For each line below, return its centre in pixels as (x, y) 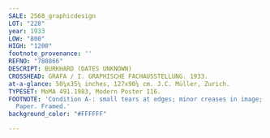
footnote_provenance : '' (50, 54)
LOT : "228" (27, 24)
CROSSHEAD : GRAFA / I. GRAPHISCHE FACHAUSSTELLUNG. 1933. (108, 76)
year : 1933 (27, 31)
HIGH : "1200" (30, 46)
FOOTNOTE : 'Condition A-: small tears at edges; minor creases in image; (136, 99)
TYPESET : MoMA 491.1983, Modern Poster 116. (85, 91)
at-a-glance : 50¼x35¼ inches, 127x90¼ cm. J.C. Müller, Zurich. (119, 84)
